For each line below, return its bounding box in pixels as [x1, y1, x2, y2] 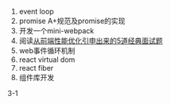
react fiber [18, 64, 54, 72]
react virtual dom [18, 55, 76, 64]
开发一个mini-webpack [18, 26, 95, 35]
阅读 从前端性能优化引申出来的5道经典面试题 [18, 36, 164, 45]
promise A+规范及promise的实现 [18, 16, 126, 25]
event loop [18, 7, 54, 16]
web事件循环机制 [18, 46, 76, 55]
